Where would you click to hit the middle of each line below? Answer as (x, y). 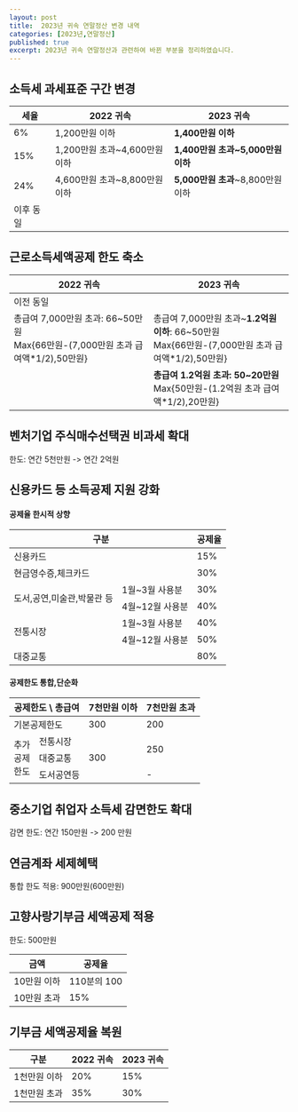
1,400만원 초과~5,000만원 (228, 149)
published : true (39, 42)
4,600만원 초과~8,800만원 (109, 179)
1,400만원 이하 (204, 132)
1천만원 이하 (39, 1076)
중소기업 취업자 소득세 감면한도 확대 (101, 809)
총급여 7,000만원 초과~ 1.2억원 (216, 318)
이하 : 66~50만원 (187, 331)
